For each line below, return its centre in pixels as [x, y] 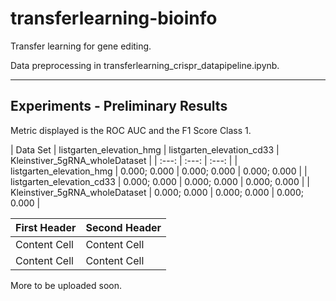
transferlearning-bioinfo [114, 18]
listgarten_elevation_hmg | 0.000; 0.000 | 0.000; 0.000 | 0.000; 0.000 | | [159, 171]
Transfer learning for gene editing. [81, 46]
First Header [46, 227]
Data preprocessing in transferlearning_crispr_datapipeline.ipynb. [145, 65]
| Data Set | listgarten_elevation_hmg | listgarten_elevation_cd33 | [145, 149]
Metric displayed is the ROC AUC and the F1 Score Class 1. [131, 130]
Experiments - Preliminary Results [119, 106]
